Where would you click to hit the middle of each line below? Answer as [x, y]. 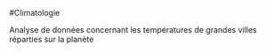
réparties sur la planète [52, 39]
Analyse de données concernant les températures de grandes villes [133, 30]
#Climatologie [35, 13]
